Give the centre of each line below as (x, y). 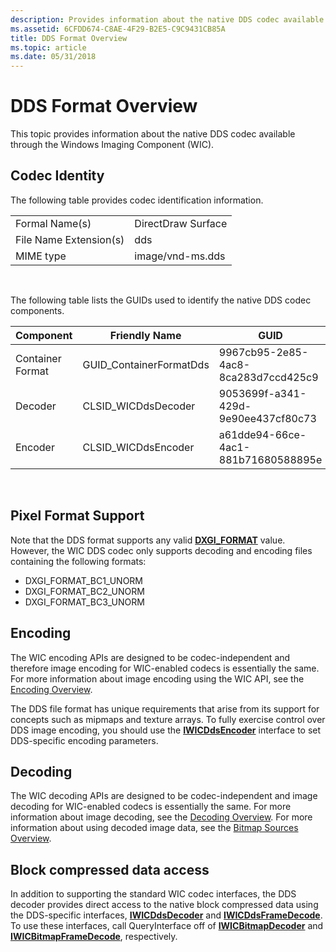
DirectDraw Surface (181, 223)
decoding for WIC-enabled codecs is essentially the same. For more (151, 807)
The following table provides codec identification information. (137, 200)
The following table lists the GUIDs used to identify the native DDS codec (161, 300)
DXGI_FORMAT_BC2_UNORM (84, 591)
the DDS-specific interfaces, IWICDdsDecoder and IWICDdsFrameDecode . (166, 915)
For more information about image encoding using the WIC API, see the (157, 678)
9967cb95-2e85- (263, 352)
